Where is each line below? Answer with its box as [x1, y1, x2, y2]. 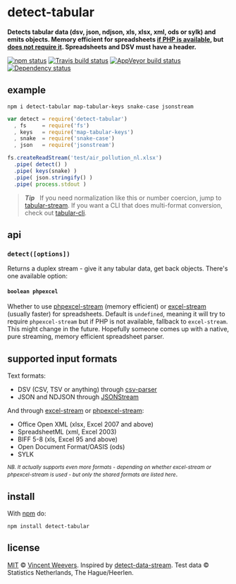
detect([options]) [7, 250, 70, 258]
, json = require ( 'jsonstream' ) [13, 142, 115, 149]
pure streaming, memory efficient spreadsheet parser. [7, 333, 164, 341]
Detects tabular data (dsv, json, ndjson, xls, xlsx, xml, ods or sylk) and [7, 28, 216, 36]
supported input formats [7, 352, 118, 364]
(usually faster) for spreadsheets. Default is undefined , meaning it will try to [7, 310, 225, 318]
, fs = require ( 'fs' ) [13, 121, 90, 129]
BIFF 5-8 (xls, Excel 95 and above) [17, 435, 118, 443]
